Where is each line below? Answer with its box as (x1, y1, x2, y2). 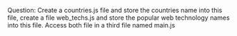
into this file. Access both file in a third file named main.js (7, 21, 176, 29)
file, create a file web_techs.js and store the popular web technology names (7, 13, 230, 22)
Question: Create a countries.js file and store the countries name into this (7, 6, 223, 14)
